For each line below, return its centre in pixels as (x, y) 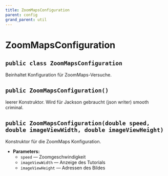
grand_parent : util (26, 19)
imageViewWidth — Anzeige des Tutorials (63, 162)
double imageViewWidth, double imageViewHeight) (85, 130)
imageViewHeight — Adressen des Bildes (63, 168)
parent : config (22, 15)
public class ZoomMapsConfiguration (64, 63)
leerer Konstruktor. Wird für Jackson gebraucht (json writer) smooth (77, 102)
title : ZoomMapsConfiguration (38, 10)
